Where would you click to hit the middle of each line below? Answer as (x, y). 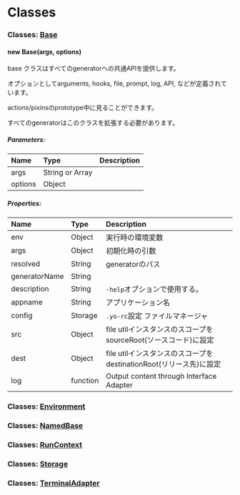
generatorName (37, 277)
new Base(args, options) (45, 51)
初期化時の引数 (131, 251)
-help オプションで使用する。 (155, 290)
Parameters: (26, 139)
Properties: (24, 203)
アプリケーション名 (138, 302)
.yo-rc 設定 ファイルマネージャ (157, 316)
